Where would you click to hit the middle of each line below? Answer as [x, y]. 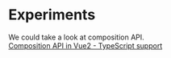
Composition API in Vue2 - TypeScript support [85, 45]
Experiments [52, 15]
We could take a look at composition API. [77, 37]
